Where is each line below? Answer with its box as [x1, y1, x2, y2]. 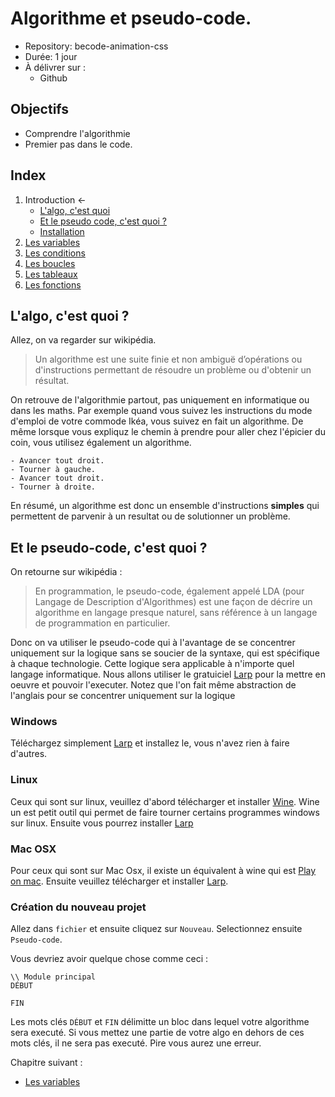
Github [39, 72, 68, 84]
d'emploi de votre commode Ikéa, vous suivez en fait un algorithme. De [10, 415, 304, 427]
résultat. [34, 375, 70, 387]
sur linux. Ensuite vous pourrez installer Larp [10, 817, 194, 829]
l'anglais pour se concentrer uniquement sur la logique [10, 690, 236, 702]
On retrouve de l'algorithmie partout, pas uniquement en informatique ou [10, 394, 310, 406]
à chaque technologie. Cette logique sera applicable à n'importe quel [10, 658, 295, 670]
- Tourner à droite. [10, 482, 97, 492]
